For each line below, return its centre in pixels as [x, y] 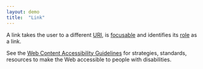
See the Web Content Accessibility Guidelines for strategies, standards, [97, 53]
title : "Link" [26, 18]
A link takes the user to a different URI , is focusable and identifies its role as [102, 34]
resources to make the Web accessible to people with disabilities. [89, 59]
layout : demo [23, 12]
